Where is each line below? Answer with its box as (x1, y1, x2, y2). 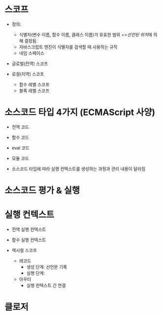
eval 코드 (11, 145, 30, 151)
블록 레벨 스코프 (19, 88, 50, 94)
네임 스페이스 (19, 50, 45, 56)
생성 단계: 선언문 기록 (26, 264, 67, 270)
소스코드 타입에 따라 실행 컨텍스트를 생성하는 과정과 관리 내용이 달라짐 (11, 165, 146, 172)
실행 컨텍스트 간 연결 (26, 283, 66, 288)
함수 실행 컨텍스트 (11, 237, 46, 243)
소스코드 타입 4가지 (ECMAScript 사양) (4, 107, 156, 118)
